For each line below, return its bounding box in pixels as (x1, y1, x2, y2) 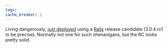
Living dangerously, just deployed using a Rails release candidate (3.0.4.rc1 (5, 26, 163, 32)
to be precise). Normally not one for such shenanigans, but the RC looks (5, 31, 157, 37)
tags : (5, 7, 17, 13)
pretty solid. (5, 36, 31, 43)
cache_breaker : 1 (5, 12, 42, 17)
